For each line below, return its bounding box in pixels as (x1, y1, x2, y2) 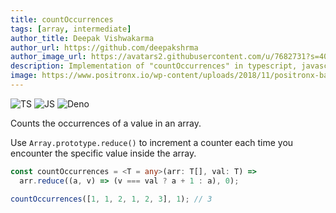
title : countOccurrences (10, 14, 114, 25)
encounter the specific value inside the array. (10, 147, 197, 159)
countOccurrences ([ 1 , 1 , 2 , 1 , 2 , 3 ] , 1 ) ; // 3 (10, 194, 213, 204)
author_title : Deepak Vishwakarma (10, 33, 155, 43)
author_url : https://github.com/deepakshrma (10, 42, 199, 53)
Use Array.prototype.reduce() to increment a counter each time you (10, 136, 294, 148)
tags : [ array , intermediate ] (10, 24, 132, 34)
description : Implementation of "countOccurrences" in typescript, (10, 61, 298, 71)
